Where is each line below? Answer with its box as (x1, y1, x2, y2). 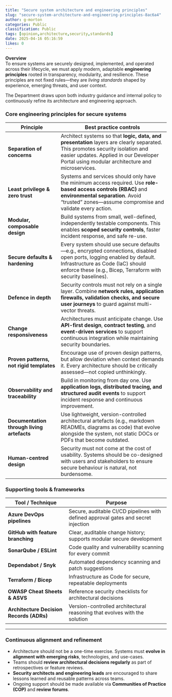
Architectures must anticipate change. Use (60, 315, 163, 322)
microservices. (60, 165, 96, 172)
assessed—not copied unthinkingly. (60, 369, 147, 376)
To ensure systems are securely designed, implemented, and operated (5, 60, 155, 67)
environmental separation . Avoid (60, 192, 142, 199)
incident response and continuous (60, 396, 143, 403)
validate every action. (60, 205, 113, 212)
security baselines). (60, 273, 109, 280)
